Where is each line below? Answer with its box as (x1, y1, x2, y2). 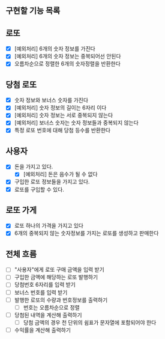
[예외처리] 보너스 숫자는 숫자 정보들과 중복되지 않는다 (14, 119, 139, 126)
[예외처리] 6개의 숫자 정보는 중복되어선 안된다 (14, 53, 121, 60)
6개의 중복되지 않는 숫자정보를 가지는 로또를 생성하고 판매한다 (14, 230, 159, 237)
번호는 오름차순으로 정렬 (23, 304, 80, 311)
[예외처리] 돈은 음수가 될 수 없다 (23, 171, 98, 178)
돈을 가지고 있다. (14, 163, 53, 170)
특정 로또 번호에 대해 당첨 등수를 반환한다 (14, 127, 111, 134)
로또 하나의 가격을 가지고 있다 (14, 222, 83, 230)
